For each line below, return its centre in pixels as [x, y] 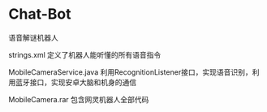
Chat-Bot [40, 14]
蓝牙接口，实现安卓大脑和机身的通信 [75, 82]
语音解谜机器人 [33, 37]
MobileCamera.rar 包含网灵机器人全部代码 [79, 99]
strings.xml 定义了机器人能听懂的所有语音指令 [85, 54]
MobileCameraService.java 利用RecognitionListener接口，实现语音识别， [131, 72]
